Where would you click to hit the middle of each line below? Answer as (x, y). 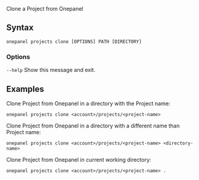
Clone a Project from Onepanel (45, 9)
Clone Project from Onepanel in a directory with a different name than (93, 126)
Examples (25, 89)
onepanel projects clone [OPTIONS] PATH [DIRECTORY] (74, 42)
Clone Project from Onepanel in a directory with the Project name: (88, 103)
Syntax (20, 27)
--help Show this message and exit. (51, 70)
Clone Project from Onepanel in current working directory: (79, 159)
